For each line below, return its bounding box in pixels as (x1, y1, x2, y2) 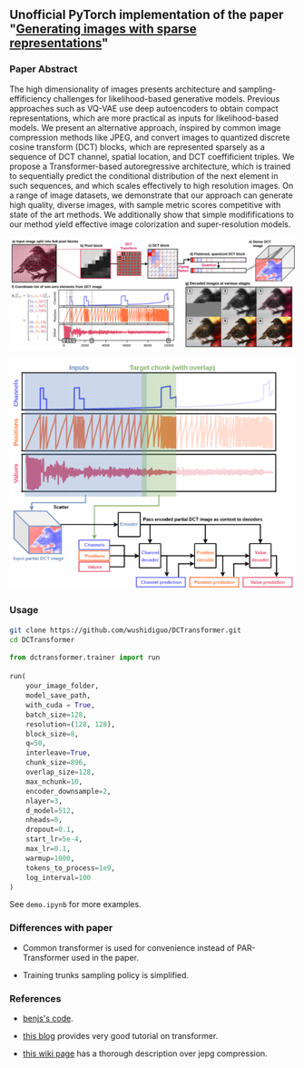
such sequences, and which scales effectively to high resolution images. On (9, 180, 294, 191)
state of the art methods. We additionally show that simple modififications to (9, 209, 295, 220)
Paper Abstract (9, 63, 78, 75)
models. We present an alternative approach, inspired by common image (9, 122, 281, 133)
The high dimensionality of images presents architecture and (9, 84, 237, 94)
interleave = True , (25, 748, 92, 757)
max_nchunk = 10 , (25, 776, 83, 786)
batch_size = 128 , (25, 710, 88, 719)
